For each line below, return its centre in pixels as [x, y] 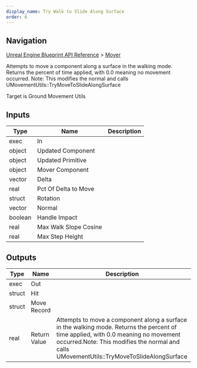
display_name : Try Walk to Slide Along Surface [65, 11]
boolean [20, 218]
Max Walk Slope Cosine [70, 227]
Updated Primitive [62, 160]
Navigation [26, 41]
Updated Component [66, 151]
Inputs [18, 115]
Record [41, 310]
